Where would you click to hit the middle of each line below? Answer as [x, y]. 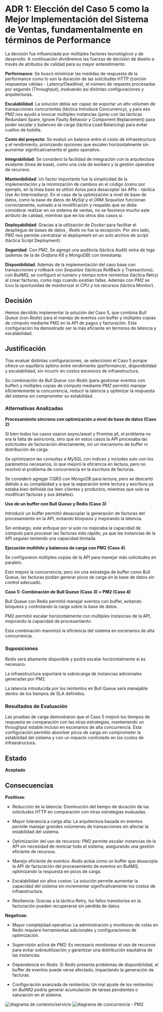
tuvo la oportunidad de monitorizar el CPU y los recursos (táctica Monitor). [80, 285]
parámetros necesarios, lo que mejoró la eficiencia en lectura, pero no [75, 464]
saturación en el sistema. [37, 995]
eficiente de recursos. [34, 852]
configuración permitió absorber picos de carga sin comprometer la [73, 732]
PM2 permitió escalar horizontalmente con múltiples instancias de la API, [78, 616]
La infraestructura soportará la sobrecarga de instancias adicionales [73, 674]
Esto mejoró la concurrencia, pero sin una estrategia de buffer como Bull [78, 572]
